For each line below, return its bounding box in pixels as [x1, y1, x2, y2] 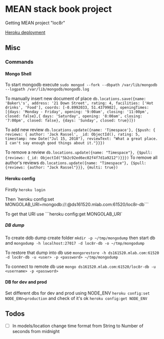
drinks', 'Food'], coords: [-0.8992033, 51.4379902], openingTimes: [5, 105, 149, 110]
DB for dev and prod [5, 279, 47, 285]
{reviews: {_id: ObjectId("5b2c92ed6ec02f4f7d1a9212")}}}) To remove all [5, 155, 158, 161]
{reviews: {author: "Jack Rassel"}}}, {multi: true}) [5, 165, 119, 170]
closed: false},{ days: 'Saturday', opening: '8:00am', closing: [5, 114, 142, 119]
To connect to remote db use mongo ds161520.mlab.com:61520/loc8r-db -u [5, 263, 156, 269]
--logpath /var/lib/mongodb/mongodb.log [5, 87, 90, 92]
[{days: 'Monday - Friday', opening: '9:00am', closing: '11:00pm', [5, 110, 149, 115]
